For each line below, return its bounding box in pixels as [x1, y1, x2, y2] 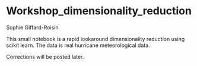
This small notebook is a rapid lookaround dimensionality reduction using [6, 35, 185, 42]
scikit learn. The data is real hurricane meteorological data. [6, 42, 150, 49]
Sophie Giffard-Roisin [6, 24, 59, 31]
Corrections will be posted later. [6, 53, 84, 60]
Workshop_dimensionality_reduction [6, 4, 192, 18]
